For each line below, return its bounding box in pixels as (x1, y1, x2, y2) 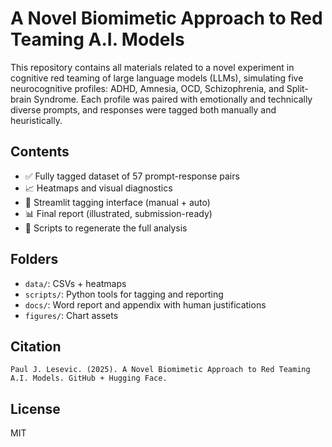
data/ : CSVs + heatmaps (24, 277, 127, 289)
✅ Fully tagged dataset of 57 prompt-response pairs (24, 170, 240, 182)
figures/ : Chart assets (24, 309, 119, 321)
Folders (10, 251, 59, 268)
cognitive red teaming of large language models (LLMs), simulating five (10, 72, 304, 84)
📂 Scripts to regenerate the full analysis (24, 222, 188, 234)
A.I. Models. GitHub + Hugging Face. (10, 373, 168, 384)
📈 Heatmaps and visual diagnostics (24, 182, 173, 194)
